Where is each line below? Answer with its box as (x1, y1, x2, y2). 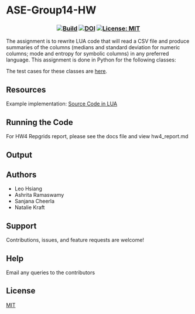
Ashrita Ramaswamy (14, 192, 64, 199)
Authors (6, 169, 37, 179)
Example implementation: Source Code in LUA (6, 100, 118, 107)
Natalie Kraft (14, 204, 45, 211)
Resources (6, 84, 46, 94)
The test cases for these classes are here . (6, 68, 107, 75)
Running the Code (6, 117, 73, 127)
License (6, 286, 36, 296)
